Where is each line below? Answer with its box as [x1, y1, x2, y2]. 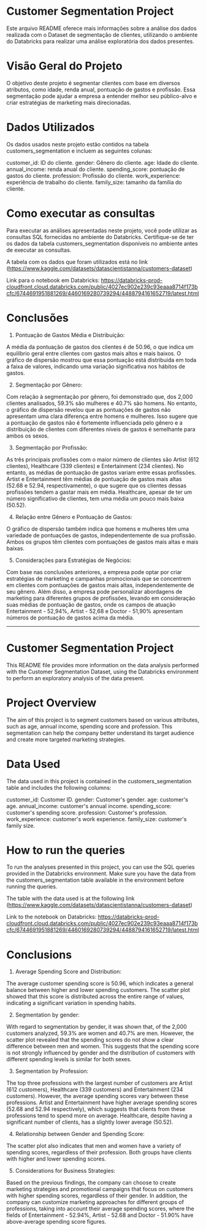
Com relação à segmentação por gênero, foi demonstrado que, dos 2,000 [6, 393, 193, 400]
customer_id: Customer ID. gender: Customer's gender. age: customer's [6, 795, 189, 803]
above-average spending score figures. [6, 1218, 107, 1225]
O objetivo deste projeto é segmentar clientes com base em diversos [6, 79, 181, 86]
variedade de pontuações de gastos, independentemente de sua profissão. [6, 531, 196, 539]
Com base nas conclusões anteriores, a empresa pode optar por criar [6, 568, 183, 575]
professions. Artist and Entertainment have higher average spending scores [6, 1099, 197, 1107]
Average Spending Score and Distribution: [15, 968, 121, 975]
